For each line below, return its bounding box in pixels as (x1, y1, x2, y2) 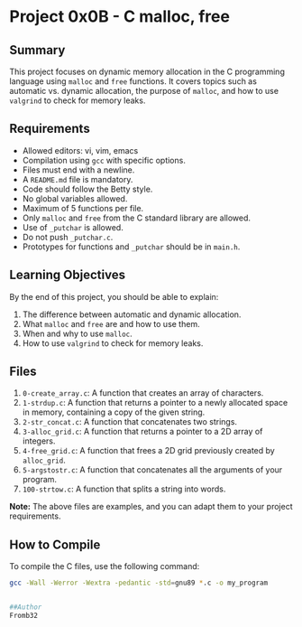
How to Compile (9, 537, 101, 552)
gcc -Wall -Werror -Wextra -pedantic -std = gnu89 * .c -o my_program (9, 578, 269, 588)
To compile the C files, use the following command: (9, 561, 200, 572)
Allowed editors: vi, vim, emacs (22, 145, 139, 155)
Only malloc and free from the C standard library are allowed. (22, 212, 251, 223)
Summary (9, 42, 66, 58)
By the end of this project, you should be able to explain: (9, 291, 219, 302)
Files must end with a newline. (22, 164, 135, 175)
